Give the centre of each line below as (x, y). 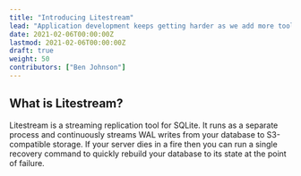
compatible (30, 144)
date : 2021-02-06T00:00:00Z (62, 34)
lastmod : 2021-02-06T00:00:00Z (68, 42)
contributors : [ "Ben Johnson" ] (68, 68)
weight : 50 (30, 59)
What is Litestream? (66, 104)
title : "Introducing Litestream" (72, 17)
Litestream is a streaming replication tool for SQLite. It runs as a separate (144, 125)
